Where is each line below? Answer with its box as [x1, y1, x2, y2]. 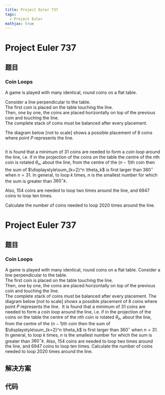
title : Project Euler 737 [5, 7, 58, 12]
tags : [5, 12, 16, 17]
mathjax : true [5, 21, 34, 26]
